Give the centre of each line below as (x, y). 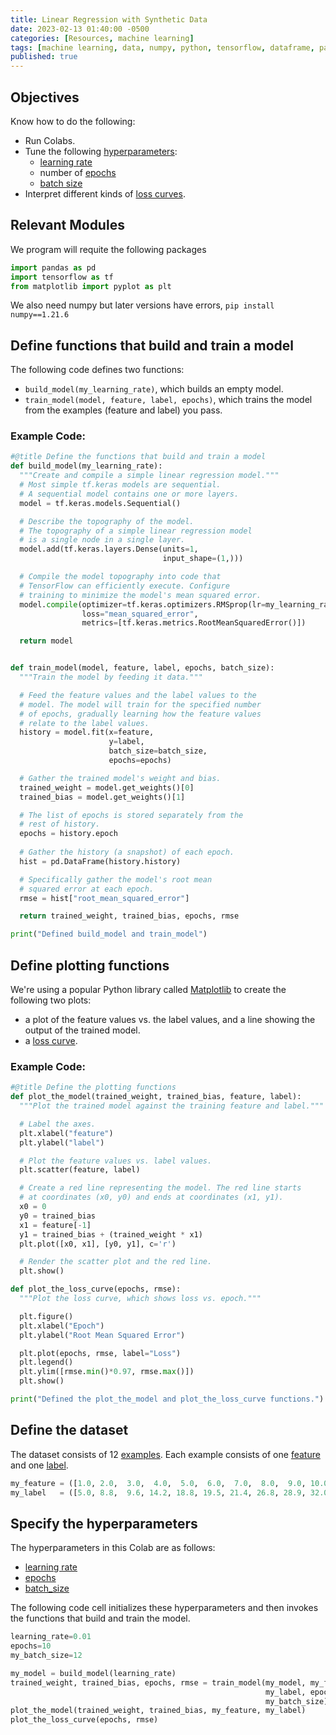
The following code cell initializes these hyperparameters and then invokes (164, 1608)
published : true (44, 57)
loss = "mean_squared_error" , (140, 614)
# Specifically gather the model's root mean (116, 879)
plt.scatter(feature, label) (80, 1170)
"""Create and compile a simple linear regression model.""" (149, 476)
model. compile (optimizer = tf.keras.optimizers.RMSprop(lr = (143, 604)
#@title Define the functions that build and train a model (138, 457)
